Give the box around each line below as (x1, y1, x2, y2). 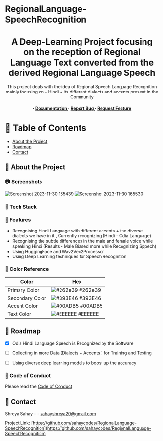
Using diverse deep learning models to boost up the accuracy (12, 360, 137, 366)
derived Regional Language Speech (8, 68, 156, 79)
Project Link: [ (5, 420, 33, 426)
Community (70, 94, 94, 100)
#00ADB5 (80, 302, 103, 309)
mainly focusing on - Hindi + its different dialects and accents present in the (5, 89, 159, 95)
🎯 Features (5, 216, 31, 223)
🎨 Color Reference (5, 266, 49, 273)
